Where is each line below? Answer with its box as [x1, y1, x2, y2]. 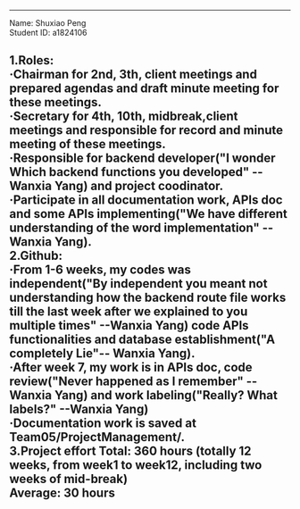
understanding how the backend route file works [9, 290, 287, 305]
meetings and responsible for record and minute [9, 122, 284, 138]
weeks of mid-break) [9, 471, 128, 487]
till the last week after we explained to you [9, 305, 248, 320]
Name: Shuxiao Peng [9, 18, 87, 28]
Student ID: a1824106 [9, 28, 87, 38]
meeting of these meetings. [9, 137, 167, 152]
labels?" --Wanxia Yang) [9, 402, 149, 417]
